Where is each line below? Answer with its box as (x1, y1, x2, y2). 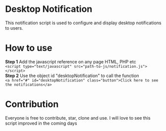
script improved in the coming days (5, 120, 77, 126)
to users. (5, 25, 23, 31)
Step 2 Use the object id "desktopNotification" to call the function (5, 73, 140, 79)
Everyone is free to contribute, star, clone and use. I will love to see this (5, 115, 151, 121)
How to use (5, 43, 53, 54)
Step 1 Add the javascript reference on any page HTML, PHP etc (5, 58, 136, 65)
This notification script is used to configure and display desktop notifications (5, 20, 162, 26)
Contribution (5, 99, 59, 110)
